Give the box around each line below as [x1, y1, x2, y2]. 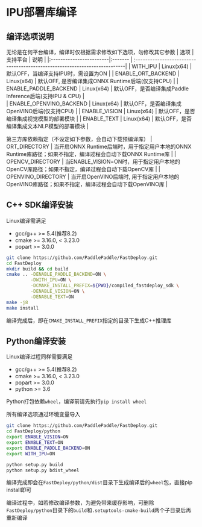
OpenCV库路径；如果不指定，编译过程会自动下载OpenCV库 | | [6, 166, 161, 172]
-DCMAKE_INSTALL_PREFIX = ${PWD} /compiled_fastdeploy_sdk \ [30, 282, 180, 289]
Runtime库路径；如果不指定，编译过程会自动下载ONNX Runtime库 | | [6, 151, 177, 157]
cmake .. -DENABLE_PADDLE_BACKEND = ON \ [6, 272, 107, 278]
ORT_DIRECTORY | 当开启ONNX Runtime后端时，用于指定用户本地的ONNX [6, 143, 192, 150]
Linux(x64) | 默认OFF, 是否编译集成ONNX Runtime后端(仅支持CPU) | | [6, 78, 179, 84]
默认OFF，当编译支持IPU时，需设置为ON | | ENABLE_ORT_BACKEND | [6, 70, 180, 77]
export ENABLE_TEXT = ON [6, 440, 63, 446]
